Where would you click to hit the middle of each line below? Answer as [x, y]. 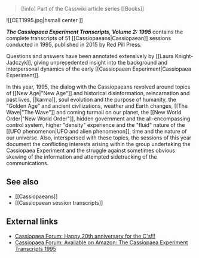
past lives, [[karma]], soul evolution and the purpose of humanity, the [91, 99]
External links [32, 222]
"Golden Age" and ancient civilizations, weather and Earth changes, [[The [97, 106]
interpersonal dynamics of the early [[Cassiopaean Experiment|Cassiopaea [99, 69]
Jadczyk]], [19, 63]
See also [22, 182]
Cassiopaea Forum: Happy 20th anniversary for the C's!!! [85, 236]
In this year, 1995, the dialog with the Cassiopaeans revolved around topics [98, 87]
